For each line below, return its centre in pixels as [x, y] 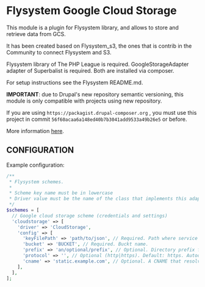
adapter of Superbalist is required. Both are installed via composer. [90, 70]
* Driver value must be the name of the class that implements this [98, 199]
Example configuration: [36, 165]
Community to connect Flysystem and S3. [59, 52]
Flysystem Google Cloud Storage [92, 11]
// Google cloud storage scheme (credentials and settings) [90, 216]
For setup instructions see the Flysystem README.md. [75, 82]
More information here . [35, 131]
